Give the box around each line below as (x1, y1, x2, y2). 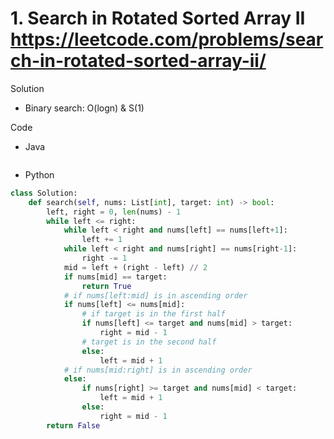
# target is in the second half (81, 337, 217, 347)
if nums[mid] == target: (63, 272, 168, 282)
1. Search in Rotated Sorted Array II (10, 7, 306, 30)
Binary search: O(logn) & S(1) (24, 102, 145, 114)
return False (46, 420, 101, 431)
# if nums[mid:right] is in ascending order (63, 365, 253, 375)
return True (81, 281, 132, 291)
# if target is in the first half (81, 309, 226, 319)
